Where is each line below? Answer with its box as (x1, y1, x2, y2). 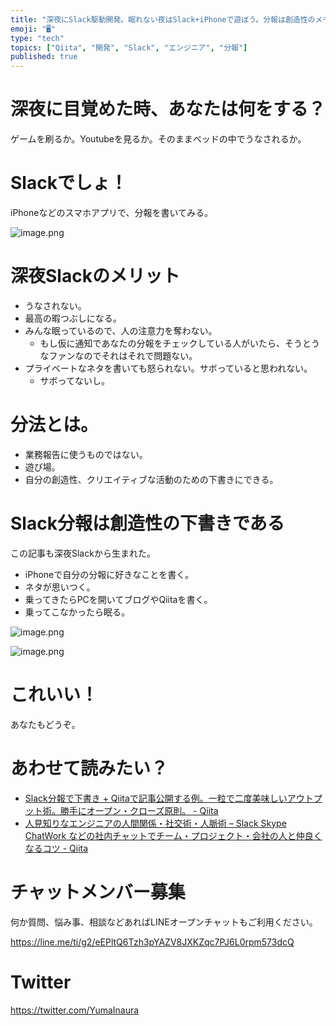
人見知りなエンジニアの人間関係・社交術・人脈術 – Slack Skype (24, 817, 287, 829)
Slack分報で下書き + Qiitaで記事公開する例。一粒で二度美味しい (24, 792, 288, 804)
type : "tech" (10, 33, 65, 43)
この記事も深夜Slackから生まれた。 (10, 547, 156, 559)
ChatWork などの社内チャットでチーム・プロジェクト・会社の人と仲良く (24, 829, 323, 841)
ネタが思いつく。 (24, 581, 96, 593)
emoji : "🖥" (10, 24, 57, 34)
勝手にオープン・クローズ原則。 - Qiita (59, 804, 219, 816)
